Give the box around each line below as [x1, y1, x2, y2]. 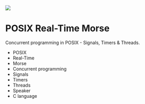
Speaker [12, 87, 31, 94]
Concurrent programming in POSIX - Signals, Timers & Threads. [5, 39, 140, 46]
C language [12, 93, 37, 99]
